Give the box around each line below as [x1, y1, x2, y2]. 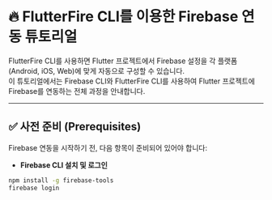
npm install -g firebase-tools [8, 176, 114, 185]
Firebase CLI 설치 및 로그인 [19, 160, 108, 170]
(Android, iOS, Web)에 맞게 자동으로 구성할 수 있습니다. [8, 66, 185, 75]
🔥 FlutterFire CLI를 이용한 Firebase [8, 7, 239, 26]
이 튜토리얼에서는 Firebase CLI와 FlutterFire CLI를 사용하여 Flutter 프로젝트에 [8, 76, 255, 86]
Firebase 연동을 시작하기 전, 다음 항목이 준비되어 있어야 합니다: [8, 143, 208, 152]
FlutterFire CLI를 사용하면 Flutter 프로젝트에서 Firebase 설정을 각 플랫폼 [8, 56, 238, 66]
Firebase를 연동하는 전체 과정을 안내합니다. [8, 86, 146, 96]
